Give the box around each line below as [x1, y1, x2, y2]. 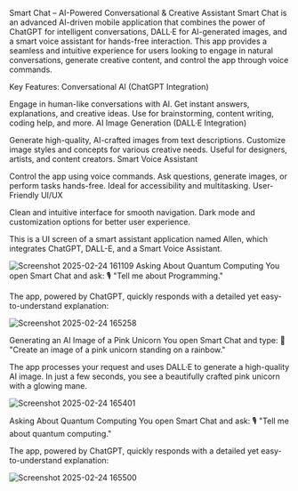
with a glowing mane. [9, 381, 87, 390]
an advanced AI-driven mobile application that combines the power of [9, 17, 266, 28]
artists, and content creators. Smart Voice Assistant [9, 154, 198, 164]
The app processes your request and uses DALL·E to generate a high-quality [9, 362, 290, 372]
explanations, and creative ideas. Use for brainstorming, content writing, [9, 109, 274, 118]
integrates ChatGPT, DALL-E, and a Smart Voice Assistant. [9, 244, 222, 254]
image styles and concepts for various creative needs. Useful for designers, [9, 144, 287, 155]
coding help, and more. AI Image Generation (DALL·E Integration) [9, 117, 247, 128]
